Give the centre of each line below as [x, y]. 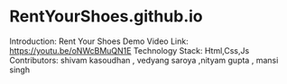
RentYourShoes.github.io [106, 17]
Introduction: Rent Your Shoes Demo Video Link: [99, 41]
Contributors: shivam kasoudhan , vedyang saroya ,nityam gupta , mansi [144, 60]
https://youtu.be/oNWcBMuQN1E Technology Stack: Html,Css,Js [130, 50]
